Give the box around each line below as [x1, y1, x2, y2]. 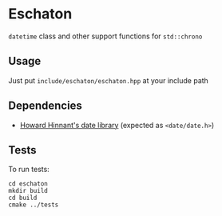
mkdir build [8, 187, 48, 195]
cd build [8, 194, 38, 202]
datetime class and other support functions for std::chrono [8, 31, 203, 41]
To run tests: [8, 165, 50, 174]
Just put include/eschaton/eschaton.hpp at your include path [8, 75, 209, 85]
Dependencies [8, 99, 82, 113]
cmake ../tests [8, 201, 59, 209]
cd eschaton [8, 180, 48, 188]
